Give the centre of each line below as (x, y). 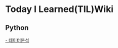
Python (17, 28)
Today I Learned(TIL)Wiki (60, 9)
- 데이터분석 (17, 40)
